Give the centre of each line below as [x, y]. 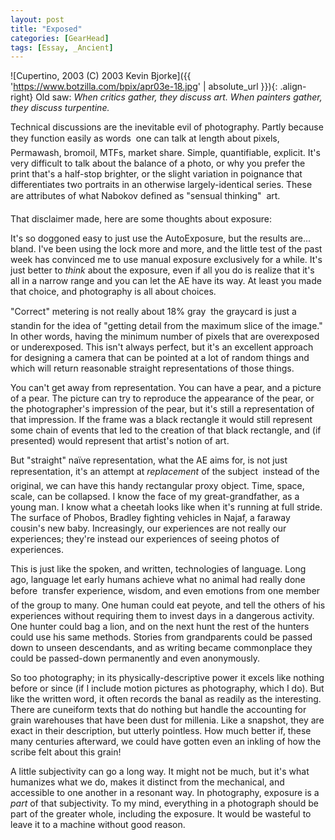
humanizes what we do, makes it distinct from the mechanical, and [147, 782]
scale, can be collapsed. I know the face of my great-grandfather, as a [155, 497]
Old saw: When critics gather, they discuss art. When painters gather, [179, 97]
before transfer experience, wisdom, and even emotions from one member [165, 591]
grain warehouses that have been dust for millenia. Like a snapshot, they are [167, 720]
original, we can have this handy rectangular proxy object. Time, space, [157, 486]
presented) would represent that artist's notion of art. [120, 441]
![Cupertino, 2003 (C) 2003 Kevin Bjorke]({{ [101, 76]
